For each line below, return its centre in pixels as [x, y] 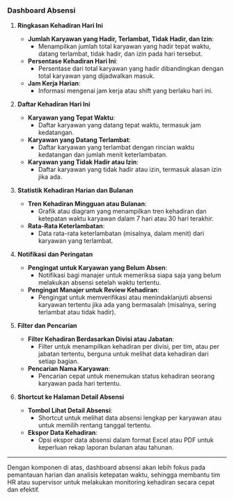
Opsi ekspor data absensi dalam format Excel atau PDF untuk [126, 440]
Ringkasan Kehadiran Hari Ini [60, 26]
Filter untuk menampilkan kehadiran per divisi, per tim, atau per [129, 347]
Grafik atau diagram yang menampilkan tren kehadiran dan [122, 212]
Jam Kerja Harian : [54, 84]
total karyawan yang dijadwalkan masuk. [96, 76]
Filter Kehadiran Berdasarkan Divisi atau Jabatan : [101, 339]
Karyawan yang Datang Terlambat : [79, 140]
